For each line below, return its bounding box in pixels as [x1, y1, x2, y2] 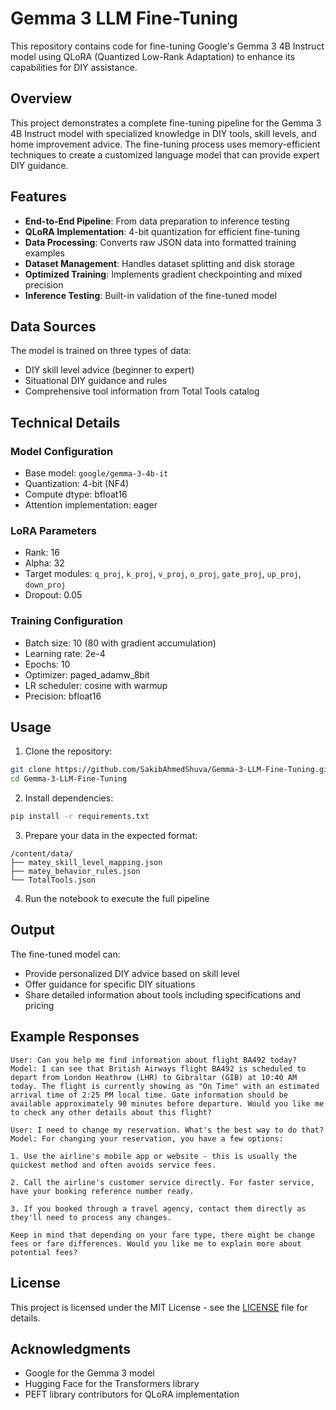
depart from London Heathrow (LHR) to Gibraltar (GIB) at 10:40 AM [10, 1072, 298, 1082]
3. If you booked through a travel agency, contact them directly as [10, 1203, 307, 1214]
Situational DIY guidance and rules [24, 375, 168, 387]
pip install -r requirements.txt [10, 812, 150, 822]
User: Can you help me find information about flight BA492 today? [10, 1055, 298, 1065]
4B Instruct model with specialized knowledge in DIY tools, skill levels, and [10, 127, 317, 139]
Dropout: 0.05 [24, 589, 83, 601]
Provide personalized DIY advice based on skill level [24, 967, 240, 979]
